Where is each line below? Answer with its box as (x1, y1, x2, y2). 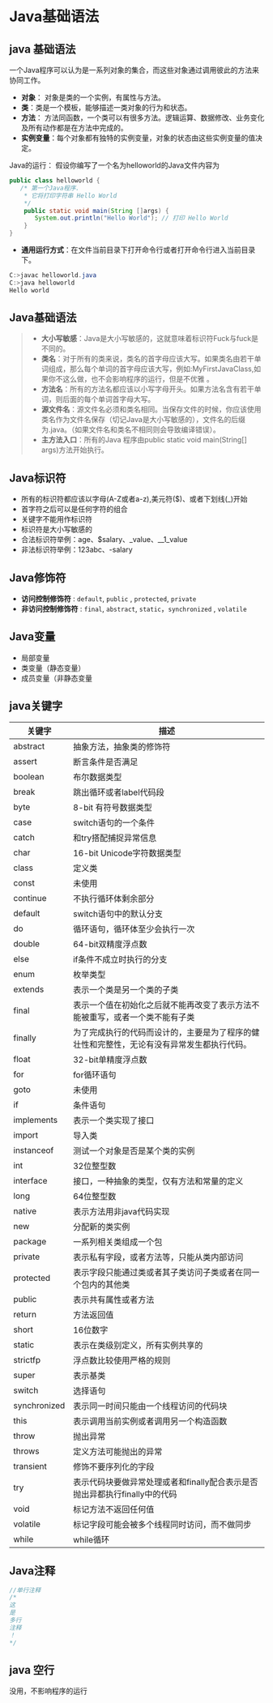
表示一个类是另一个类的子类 (72, 984, 179, 995)
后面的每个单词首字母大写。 (62, 395, 156, 404)
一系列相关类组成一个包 (72, 1236, 163, 1248)
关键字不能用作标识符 (20, 514, 92, 524)
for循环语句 (72, 1069, 117, 1080)
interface (13, 1175, 48, 1186)
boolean (13, 770, 45, 782)
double (13, 937, 40, 949)
